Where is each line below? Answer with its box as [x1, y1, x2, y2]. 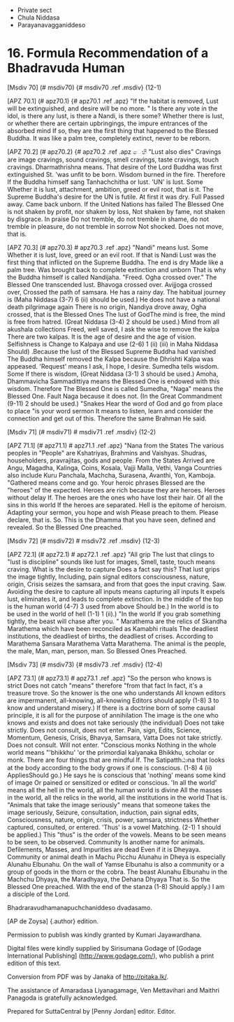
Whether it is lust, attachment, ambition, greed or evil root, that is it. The [7, 185, 214, 193]
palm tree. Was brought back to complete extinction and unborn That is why [7, 265, 226, 274]
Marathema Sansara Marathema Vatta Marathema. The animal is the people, [7, 639, 226, 648]
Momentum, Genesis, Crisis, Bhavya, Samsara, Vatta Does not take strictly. [7, 733, 223, 741]
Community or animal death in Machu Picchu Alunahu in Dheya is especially [7, 853, 226, 861]
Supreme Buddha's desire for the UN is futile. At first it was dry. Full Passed [7, 192, 225, 201]
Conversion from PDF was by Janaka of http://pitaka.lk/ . [7, 972, 169, 981]
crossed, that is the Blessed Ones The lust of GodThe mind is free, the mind [7, 310, 226, 318]
